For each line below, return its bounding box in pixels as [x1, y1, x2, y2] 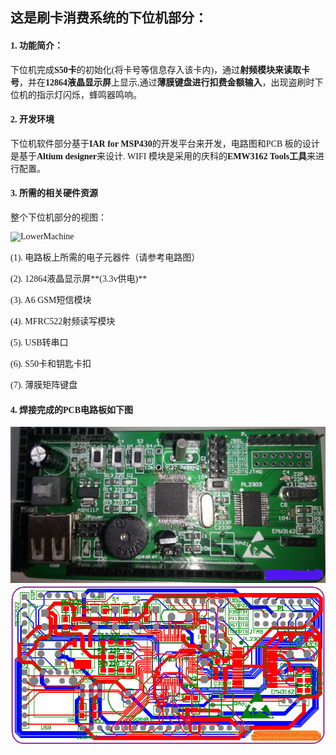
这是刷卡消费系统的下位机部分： [10, 10, 208, 27]
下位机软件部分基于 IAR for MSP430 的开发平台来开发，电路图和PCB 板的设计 [10, 138, 320, 149]
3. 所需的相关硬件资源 [10, 188, 98, 199]
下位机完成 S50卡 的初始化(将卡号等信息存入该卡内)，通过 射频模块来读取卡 [10, 64, 311, 75]
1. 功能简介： [10, 40, 63, 51]
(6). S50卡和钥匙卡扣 [10, 359, 92, 369]
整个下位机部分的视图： [10, 213, 107, 223]
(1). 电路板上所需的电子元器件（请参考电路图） [10, 253, 201, 263]
